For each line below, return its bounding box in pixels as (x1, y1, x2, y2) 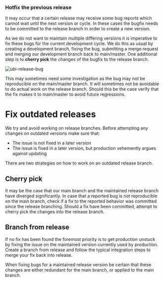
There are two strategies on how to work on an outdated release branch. (5, 160, 153, 166)
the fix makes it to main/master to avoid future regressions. (5, 91, 125, 98)
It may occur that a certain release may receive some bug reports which (5, 15, 152, 21)
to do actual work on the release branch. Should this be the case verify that (5, 86, 159, 92)
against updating (12, 151, 47, 157)
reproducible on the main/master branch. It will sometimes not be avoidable (5, 81, 160, 87)
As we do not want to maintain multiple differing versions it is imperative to (5, 35, 158, 41)
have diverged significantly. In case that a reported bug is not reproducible (5, 193, 158, 199)
